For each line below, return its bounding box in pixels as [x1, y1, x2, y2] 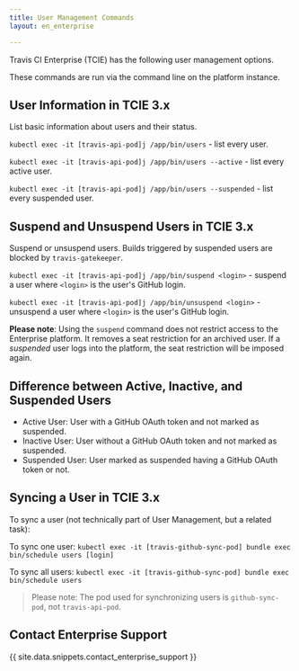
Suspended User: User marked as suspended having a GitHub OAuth [22, 454, 278, 465]
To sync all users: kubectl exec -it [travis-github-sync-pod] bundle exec [9, 566, 290, 577]
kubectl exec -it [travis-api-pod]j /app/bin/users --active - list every [9, 157, 285, 167]
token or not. [22, 464, 70, 475]
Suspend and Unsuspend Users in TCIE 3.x [9, 219, 254, 234]
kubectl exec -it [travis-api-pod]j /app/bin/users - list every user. [9, 139, 268, 149]
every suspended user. [9, 192, 94, 203]
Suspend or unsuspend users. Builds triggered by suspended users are [9, 243, 273, 254]
